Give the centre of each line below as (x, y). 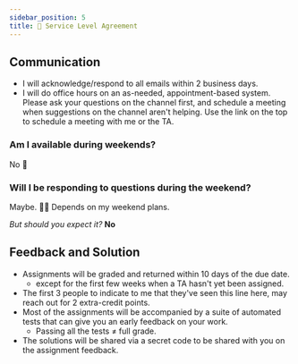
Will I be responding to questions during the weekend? (130, 187)
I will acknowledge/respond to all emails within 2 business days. (140, 84)
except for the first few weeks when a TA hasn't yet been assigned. (160, 284)
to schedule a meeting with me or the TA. (98, 122)
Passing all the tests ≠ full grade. (96, 331)
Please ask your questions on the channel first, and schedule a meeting (154, 103)
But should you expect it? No (63, 224)
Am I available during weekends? (83, 145)
